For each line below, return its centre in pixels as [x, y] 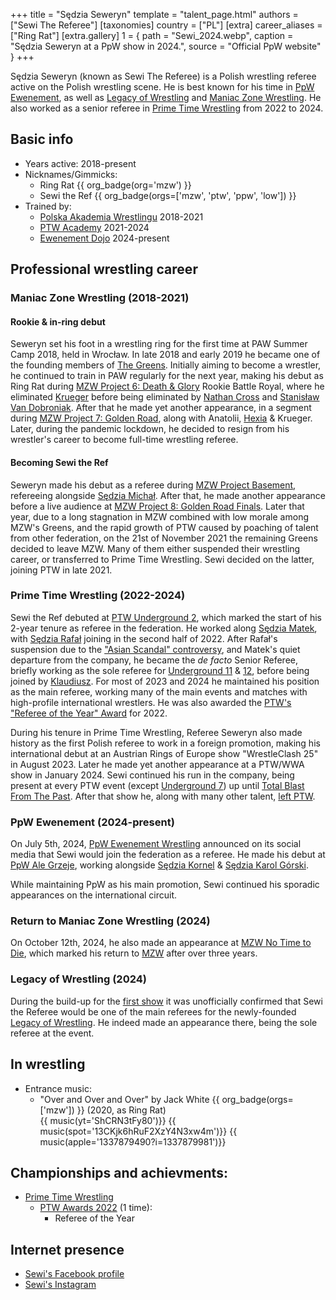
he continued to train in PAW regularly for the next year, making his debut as [167, 376]
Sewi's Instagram [60, 1285]
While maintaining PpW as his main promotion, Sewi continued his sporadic [165, 885]
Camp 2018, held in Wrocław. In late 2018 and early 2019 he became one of [165, 355]
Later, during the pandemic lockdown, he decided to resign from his [150, 429]
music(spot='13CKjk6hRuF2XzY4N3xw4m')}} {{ [138, 1131]
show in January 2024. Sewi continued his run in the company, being [152, 775]
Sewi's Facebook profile [74, 1274]
